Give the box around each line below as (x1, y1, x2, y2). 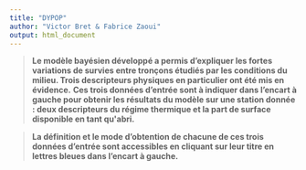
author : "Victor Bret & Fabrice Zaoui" (9, 22, 162, 31)
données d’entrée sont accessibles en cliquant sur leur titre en (31, 141, 275, 152)
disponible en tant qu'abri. (31, 113, 135, 124)
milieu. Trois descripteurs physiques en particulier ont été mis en (31, 75, 285, 86)
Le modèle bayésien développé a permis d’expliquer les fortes (31, 56, 273, 67)
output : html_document (9, 30, 96, 39)
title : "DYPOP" (9, 13, 68, 23)
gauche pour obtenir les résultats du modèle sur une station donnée (31, 94, 296, 105)
